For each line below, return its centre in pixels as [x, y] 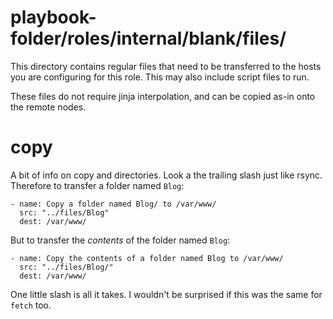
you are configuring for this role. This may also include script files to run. [160, 77]
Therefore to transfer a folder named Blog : [97, 185]
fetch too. [31, 305]
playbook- [53, 17]
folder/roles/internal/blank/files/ [148, 38]
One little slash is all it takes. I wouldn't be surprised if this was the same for [166, 294]
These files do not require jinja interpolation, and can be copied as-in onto [163, 96]
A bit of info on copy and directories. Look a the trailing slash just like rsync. [166, 175]
